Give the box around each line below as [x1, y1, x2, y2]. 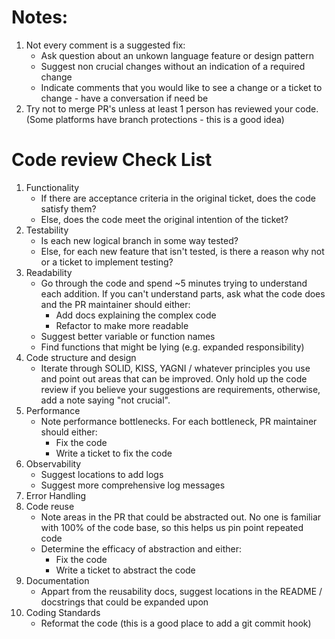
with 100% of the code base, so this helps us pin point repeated [40, 521, 304, 533]
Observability [25, 457, 82, 470]
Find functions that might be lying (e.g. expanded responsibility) [40, 341, 305, 353]
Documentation [25, 574, 90, 586]
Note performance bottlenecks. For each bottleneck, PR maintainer [40, 415, 318, 427]
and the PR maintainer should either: [40, 298, 191, 310]
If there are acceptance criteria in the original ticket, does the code [40, 192, 316, 204]
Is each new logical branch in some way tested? [40, 234, 239, 246]
